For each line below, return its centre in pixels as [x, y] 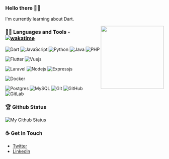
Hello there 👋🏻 [23, 8]
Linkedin [21, 151]
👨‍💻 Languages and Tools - [38, 32]
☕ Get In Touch [24, 133]
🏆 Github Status [26, 107]
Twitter [20, 146]
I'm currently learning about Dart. [40, 19]
